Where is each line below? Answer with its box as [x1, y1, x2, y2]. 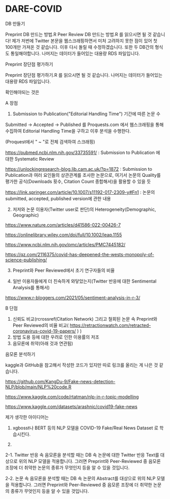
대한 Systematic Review [5, 155, 54, 162]
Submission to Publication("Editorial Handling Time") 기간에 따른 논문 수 [12, 110, 161, 117]
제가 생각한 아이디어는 [5, 414, 49, 420]
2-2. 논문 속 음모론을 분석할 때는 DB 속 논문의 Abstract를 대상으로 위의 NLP [5, 475, 156, 481]
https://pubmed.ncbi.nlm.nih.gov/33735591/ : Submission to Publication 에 [5, 149, 160, 155]
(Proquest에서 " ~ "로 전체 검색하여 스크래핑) [5, 138, 95, 145]
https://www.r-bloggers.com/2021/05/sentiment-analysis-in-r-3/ [5, 294, 141, 300]
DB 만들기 [5, 20, 25, 26]
